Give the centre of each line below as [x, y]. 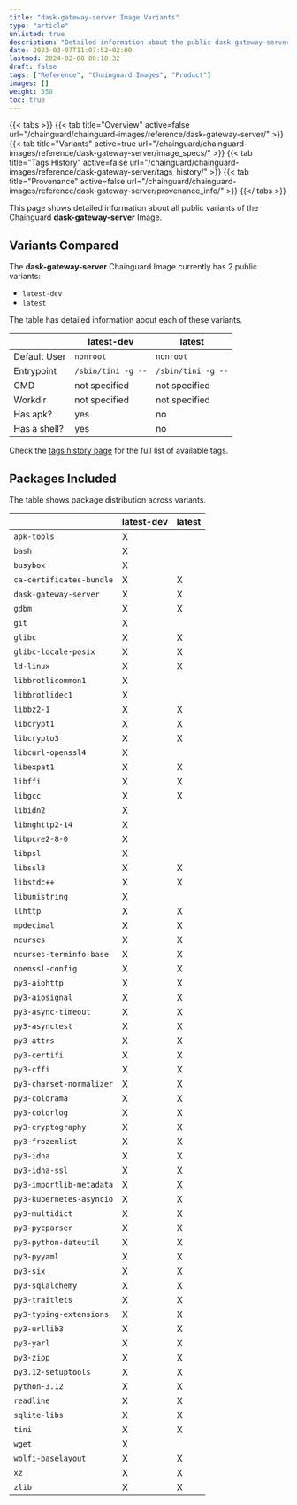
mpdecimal [34, 926]
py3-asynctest [43, 1026]
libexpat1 [34, 767]
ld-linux [32, 666]
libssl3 [30, 868]
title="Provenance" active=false [67, 182]
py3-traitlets [43, 1300]
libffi [27, 781]
